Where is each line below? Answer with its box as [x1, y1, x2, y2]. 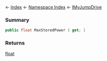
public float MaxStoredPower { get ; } [5, 28, 86, 33]
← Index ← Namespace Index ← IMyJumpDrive [5, 4, 102, 10]
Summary [5, 16, 30, 23]
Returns [5, 40, 25, 47]
